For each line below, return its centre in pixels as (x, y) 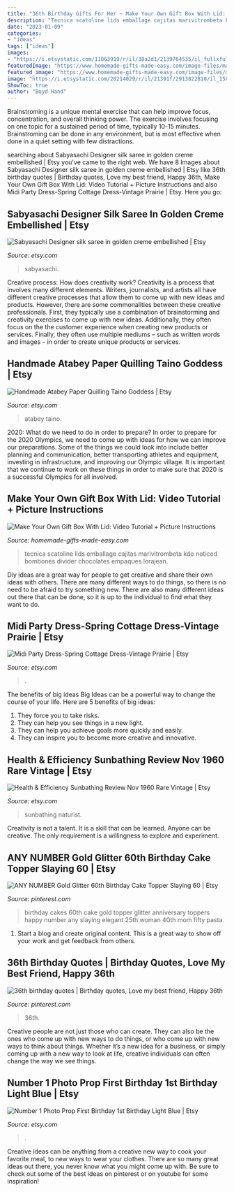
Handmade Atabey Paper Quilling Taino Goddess (115, 364)
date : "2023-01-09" (36, 27)
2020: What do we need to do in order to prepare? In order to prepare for (112, 432)
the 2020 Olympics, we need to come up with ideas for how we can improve (117, 439)
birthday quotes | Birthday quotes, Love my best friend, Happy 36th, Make (114, 177)
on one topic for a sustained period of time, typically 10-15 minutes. (104, 127)
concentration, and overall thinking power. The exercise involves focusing (113, 119)
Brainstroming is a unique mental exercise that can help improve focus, (109, 112)
